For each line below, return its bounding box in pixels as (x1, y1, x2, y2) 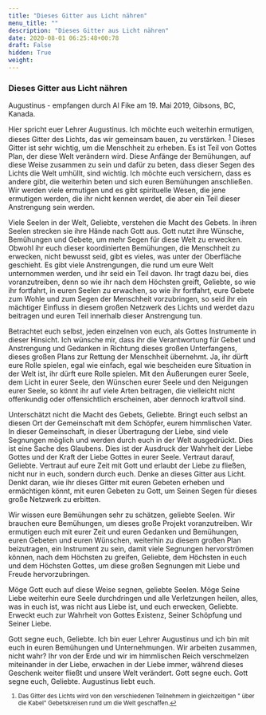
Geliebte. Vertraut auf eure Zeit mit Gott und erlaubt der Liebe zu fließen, (8, 460, 247, 470)
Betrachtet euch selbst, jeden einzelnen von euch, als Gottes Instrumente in (8, 326, 256, 336)
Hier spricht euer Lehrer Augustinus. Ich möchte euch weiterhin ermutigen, (8, 124, 255, 134)
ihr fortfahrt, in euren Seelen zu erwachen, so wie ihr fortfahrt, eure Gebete (8, 285, 255, 295)
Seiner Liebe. (8, 618, 52, 628)
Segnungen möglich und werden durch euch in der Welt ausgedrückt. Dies (8, 435, 253, 444)
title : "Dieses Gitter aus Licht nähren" (8, 11, 148, 20)
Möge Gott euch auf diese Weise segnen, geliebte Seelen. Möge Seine (8, 584, 241, 595)
